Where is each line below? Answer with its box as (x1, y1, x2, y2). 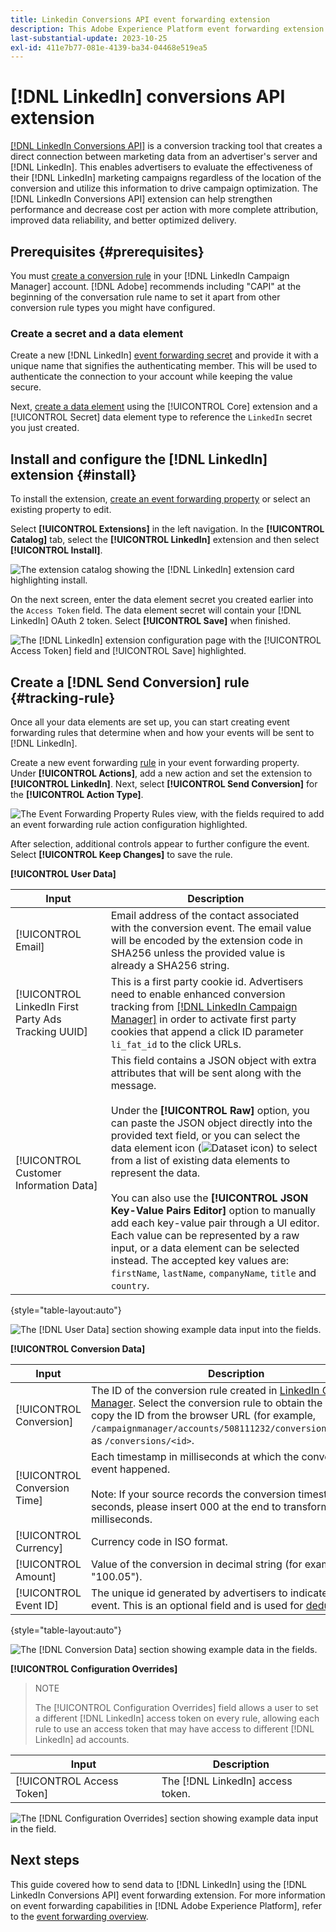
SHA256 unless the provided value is (110, 946, 286, 960)
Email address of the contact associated (110, 908, 300, 922)
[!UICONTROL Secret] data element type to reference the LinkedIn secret (10, 411, 313, 423)
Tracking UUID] (15, 1024, 88, 1038)
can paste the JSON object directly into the (110, 1116, 313, 1130)
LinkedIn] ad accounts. (34, 1733, 130, 1745)
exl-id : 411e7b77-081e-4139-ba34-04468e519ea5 (10, 42, 208, 53)
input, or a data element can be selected (110, 1241, 300, 1255)
